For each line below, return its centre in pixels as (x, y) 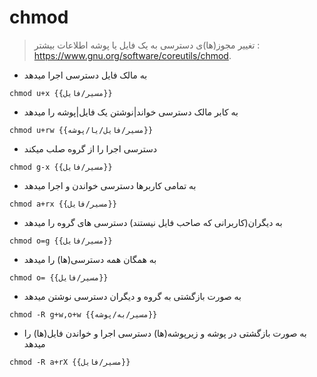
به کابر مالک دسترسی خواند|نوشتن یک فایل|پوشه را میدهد (131, 112)
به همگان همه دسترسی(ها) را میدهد (90, 259)
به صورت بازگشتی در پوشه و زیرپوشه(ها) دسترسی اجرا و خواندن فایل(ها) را (165, 333)
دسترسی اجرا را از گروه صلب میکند (90, 148)
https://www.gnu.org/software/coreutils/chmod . (132, 55)
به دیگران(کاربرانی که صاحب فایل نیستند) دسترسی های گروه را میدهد (153, 222)
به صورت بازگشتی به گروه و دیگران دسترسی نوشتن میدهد (132, 296)
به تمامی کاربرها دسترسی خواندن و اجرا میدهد (110, 185)
